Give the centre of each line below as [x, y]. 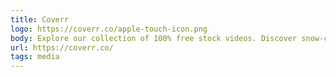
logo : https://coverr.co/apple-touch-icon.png [109, 29]
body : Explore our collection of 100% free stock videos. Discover [154, 38]
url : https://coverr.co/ [62, 47]
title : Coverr [40, 19]
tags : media [35, 57]
